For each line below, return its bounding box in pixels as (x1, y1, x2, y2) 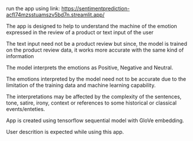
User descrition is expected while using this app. (6, 129, 124, 135)
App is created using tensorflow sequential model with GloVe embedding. (6, 117, 184, 124)
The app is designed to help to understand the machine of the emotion (6, 23, 178, 29)
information (6, 53, 34, 59)
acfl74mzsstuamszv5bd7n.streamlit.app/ (6, 11, 105, 18)
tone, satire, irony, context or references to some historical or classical (6, 99, 177, 106)
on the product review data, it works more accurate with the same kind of (6, 46, 184, 53)
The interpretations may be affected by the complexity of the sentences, (6, 93, 182, 100)
